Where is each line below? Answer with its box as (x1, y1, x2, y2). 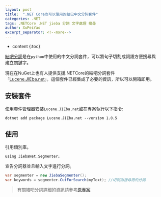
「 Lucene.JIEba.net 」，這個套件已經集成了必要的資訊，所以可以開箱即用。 (5, 76, 155, 82)
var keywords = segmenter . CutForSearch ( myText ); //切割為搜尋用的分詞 (5, 177, 146, 182)
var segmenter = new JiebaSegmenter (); (5, 172, 87, 178)
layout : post (5, 7, 32, 12)
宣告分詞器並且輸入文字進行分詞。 (5, 163, 74, 169)
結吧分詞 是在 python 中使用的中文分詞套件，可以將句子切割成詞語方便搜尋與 (5, 53, 156, 59)
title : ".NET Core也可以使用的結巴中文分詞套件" (5, 12, 98, 17)
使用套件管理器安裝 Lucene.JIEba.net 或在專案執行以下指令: (5, 106, 124, 112)
